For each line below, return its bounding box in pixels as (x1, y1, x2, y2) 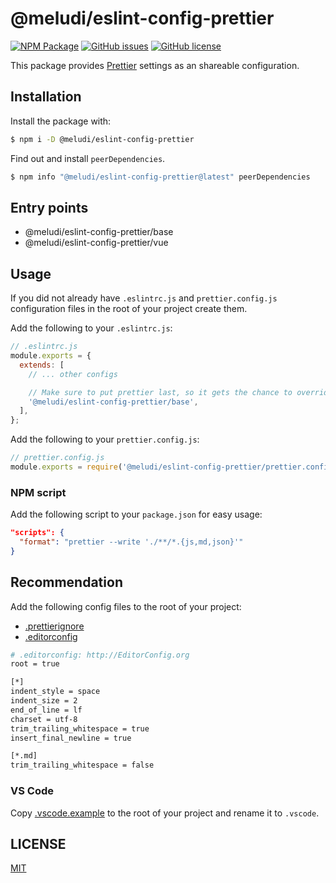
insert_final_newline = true (10, 733, 132, 743)
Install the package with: (10, 115, 112, 127)
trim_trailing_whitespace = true (10, 723, 150, 734)
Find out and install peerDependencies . (10, 152, 166, 164)
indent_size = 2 (10, 696, 78, 706)
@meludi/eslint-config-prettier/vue (24, 237, 169, 249)
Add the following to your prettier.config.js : (10, 433, 200, 446)
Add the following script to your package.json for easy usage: (10, 508, 263, 521)
